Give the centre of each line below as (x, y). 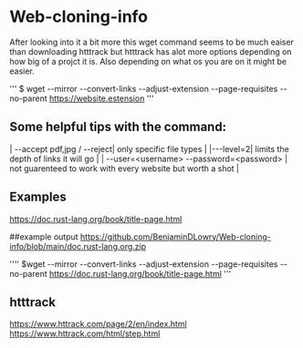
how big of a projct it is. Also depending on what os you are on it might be (148, 61)
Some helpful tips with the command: (118, 127)
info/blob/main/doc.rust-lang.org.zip (78, 246)
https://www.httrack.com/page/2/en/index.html (98, 324)
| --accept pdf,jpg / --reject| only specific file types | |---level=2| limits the (149, 148)
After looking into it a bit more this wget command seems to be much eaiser (152, 42)
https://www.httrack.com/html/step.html (85, 333)
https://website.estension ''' (101, 98)
